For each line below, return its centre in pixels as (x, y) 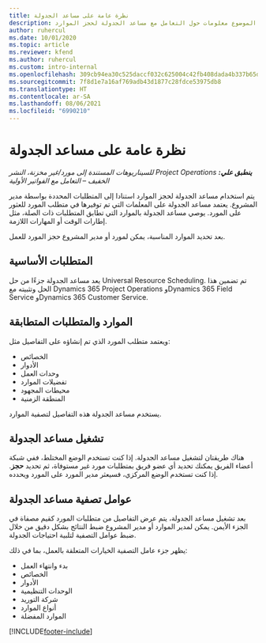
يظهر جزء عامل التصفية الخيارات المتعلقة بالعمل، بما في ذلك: (98, 550)
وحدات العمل (40, 373)
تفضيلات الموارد (43, 381)
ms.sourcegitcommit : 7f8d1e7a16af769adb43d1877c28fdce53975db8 (115, 81)
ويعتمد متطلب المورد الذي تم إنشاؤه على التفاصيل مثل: (90, 341)
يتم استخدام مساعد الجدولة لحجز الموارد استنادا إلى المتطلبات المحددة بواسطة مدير (132, 195)
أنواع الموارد (38, 608)
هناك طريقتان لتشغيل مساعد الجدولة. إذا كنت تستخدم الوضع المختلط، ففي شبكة (127, 458)
